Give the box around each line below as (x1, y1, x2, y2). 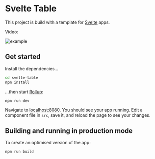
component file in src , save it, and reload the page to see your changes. (5, 112, 151, 118)
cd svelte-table (5, 75, 38, 80)
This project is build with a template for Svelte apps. (5, 19, 110, 25)
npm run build (5, 149, 34, 154)
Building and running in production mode (5, 127, 133, 135)
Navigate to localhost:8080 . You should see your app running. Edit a (5, 107, 143, 113)
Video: (5, 29, 19, 34)
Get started (5, 53, 41, 61)
